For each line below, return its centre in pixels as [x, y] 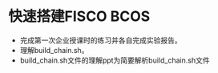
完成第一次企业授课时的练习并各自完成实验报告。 [101, 40]
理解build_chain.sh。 [54, 50]
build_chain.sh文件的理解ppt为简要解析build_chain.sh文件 [115, 60]
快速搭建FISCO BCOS [79, 16]
